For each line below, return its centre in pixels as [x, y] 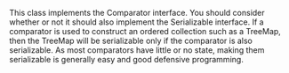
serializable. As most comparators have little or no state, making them [137, 50]
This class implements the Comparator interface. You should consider [137, 13]
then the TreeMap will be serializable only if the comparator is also [131, 40]
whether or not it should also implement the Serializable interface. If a [136, 22]
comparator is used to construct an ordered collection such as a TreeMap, [145, 31]
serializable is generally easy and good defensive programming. [127, 59]
